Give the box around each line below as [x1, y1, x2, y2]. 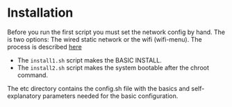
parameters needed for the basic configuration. [42, 92, 179, 100]
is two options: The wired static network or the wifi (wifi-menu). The [7, 35, 203, 43]
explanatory [7, 92, 42, 100]
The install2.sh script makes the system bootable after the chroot [17, 63, 210, 72]
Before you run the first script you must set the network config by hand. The [7, 28, 226, 36]
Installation [7, 5, 74, 21]
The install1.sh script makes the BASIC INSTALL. [17, 56, 162, 64]
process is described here [7, 42, 82, 51]
